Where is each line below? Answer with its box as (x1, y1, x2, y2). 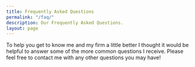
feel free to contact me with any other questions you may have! (6, 54, 161, 61)
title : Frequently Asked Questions (6, 8, 95, 15)
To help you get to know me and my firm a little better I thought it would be (6, 42, 189, 49)
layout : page (6, 25, 39, 31)
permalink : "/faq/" (6, 14, 55, 20)
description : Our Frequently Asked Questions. (6, 20, 124, 25)
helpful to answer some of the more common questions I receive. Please (6, 48, 184, 55)
